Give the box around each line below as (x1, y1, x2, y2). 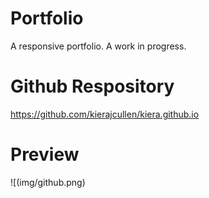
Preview (10, 143, 80, 166)
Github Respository (10, 75, 175, 98)
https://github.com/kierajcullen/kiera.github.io (10, 108, 200, 120)
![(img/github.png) (10, 176, 86, 188)
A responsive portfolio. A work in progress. (10, 40, 187, 52)
